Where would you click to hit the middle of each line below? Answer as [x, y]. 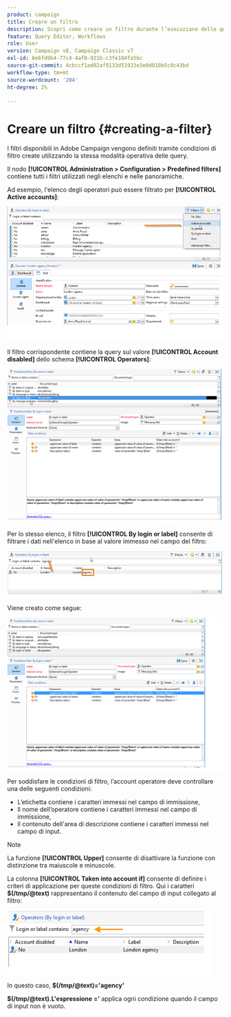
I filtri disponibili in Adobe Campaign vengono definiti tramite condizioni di [112, 149]
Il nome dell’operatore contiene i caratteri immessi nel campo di [107, 810]
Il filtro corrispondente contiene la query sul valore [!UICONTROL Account [113, 352]
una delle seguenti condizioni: [49, 789]
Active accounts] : [33, 197]
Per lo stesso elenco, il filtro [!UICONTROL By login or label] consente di [110, 534]
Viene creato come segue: [44, 608]
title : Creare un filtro [43, 22]
